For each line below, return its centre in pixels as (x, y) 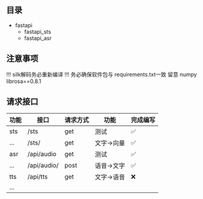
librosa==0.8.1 (24, 81)
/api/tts (38, 177)
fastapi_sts (38, 31)
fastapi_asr (38, 38)
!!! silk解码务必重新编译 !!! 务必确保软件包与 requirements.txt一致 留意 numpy (101, 74)
